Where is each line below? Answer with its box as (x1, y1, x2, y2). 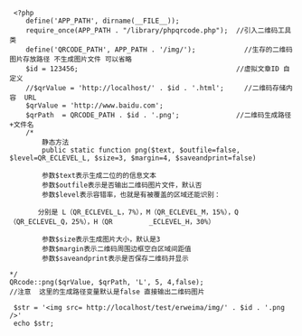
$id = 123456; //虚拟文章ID (25, 64, 280, 73)
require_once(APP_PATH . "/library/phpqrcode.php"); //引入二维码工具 (25, 26, 292, 35)
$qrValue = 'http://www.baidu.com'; (25, 101, 165, 110)
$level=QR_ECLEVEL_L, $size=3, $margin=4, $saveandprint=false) (9, 154, 257, 163)
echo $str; (13, 319, 54, 328)
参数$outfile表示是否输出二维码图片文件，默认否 (42, 181, 203, 190)
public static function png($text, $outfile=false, (42, 145, 241, 154)
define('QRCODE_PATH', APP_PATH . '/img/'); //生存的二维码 (25, 45, 293, 54)
